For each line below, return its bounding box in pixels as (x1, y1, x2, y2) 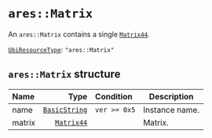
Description (148, 91, 194, 102)
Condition (95, 91, 133, 102)
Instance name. (142, 104, 200, 115)
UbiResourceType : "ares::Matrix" (8, 44, 115, 54)
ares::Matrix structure (8, 68, 121, 81)
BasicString (42, 105, 88, 114)
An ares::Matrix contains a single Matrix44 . (8, 29, 151, 39)
